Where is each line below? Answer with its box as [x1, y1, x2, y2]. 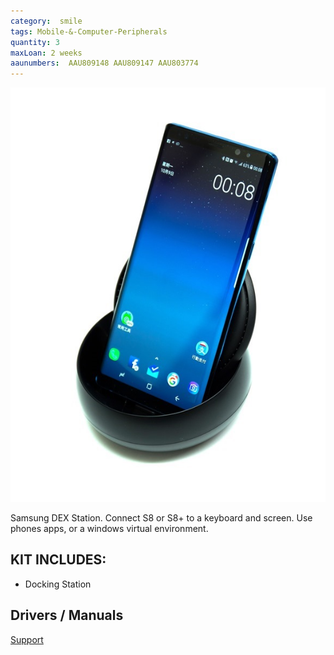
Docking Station [24, 578, 92, 590]
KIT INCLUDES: [10, 551, 107, 569]
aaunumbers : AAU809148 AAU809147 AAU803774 [10, 58, 199, 69]
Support [10, 633, 44, 645]
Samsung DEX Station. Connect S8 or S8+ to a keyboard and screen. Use [10, 511, 313, 524]
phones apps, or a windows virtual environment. [10, 522, 209, 534]
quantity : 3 [10, 37, 60, 47]
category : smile [10, 16, 83, 26]
